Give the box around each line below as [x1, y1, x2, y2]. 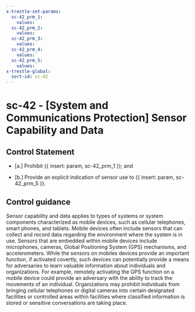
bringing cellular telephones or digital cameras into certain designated [6, 287, 175, 294]
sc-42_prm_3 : [11, 36, 43, 41]
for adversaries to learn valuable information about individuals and [6, 262, 166, 269]
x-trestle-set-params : [6, 8, 61, 15]
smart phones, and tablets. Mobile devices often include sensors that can [6, 224, 183, 231]
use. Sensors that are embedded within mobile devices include [6, 237, 158, 244]
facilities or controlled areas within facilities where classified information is [6, 293, 185, 300]
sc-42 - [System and [6, 99, 109, 112]
